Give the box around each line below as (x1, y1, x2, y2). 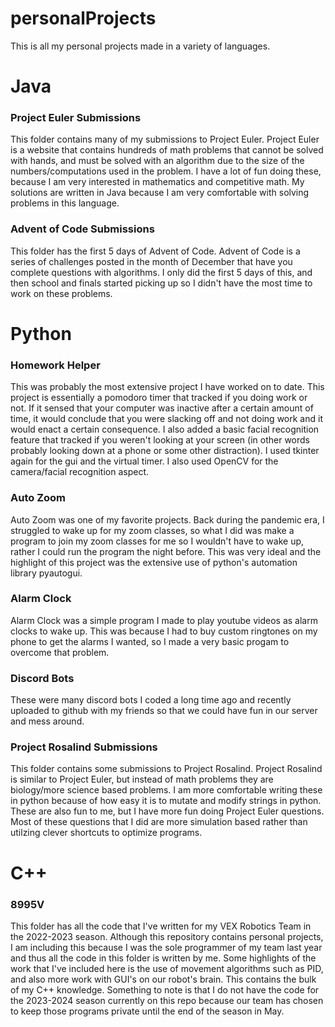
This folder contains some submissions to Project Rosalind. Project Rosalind (10, 763, 323, 775)
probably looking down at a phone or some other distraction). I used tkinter (10, 445, 320, 457)
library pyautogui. (10, 567, 83, 579)
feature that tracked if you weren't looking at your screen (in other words (10, 434, 310, 446)
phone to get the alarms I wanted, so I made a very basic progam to (10, 635, 290, 647)
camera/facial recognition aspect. (10, 466, 150, 478)
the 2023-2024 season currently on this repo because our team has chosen (10, 994, 324, 1006)
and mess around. (10, 715, 85, 727)
